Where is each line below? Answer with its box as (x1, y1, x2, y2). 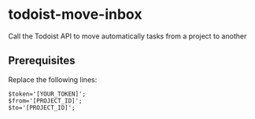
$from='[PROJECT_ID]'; (8, 96, 83, 105)
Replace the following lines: (8, 74, 98, 84)
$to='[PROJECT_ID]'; (8, 103, 76, 111)
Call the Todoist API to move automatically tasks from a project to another (8, 31, 247, 41)
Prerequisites (8, 54, 76, 67)
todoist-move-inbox (8, 5, 142, 23)
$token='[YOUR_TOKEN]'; (8, 90, 87, 98)
